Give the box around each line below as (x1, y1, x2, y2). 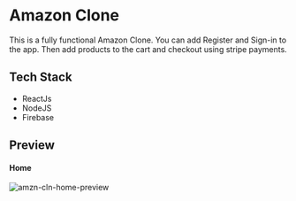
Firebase (21, 112, 55, 122)
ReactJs (21, 93, 52, 104)
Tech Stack (9, 70, 72, 85)
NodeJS (21, 103, 52, 113)
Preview (9, 138, 56, 153)
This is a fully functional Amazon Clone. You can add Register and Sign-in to (9, 35, 287, 45)
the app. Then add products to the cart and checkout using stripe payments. (9, 43, 287, 54)
